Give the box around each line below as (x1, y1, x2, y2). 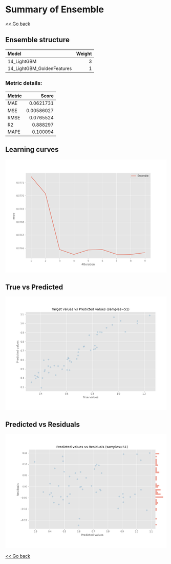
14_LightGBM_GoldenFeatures (7, 65, 72, 72)
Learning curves (5, 145, 59, 154)
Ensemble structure (5, 36, 70, 44)
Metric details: (5, 80, 42, 87)
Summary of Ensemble (5, 4, 104, 15)
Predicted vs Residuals (5, 420, 80, 429)
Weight (76, 50, 92, 57)
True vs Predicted (5, 283, 63, 291)
